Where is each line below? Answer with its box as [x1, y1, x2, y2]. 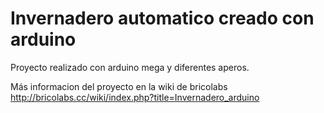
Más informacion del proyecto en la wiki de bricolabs [10, 80, 228, 92]
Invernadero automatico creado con [10, 7, 315, 30]
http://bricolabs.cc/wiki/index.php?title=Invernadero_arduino [10, 91, 260, 103]
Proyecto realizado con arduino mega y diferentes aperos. [10, 61, 250, 73]
